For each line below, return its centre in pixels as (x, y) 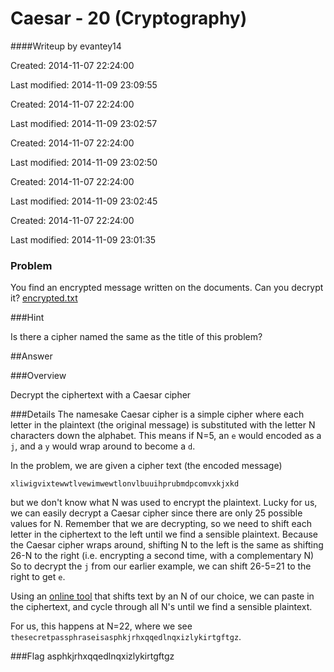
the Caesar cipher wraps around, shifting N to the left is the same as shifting (167, 545)
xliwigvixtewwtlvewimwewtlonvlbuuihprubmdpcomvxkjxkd (125, 484)
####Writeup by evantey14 (66, 46)
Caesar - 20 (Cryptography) (129, 18)
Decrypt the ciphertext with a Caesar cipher (101, 395)
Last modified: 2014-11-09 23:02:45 (84, 201)
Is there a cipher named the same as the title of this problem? (136, 337)
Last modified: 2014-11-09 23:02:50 (84, 162)
